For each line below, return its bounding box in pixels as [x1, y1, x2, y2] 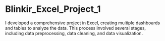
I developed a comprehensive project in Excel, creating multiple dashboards [5, 20, 160, 26]
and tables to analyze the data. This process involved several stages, [5, 25, 146, 31]
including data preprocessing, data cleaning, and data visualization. [5, 30, 143, 36]
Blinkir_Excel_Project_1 [5, 3, 101, 15]
